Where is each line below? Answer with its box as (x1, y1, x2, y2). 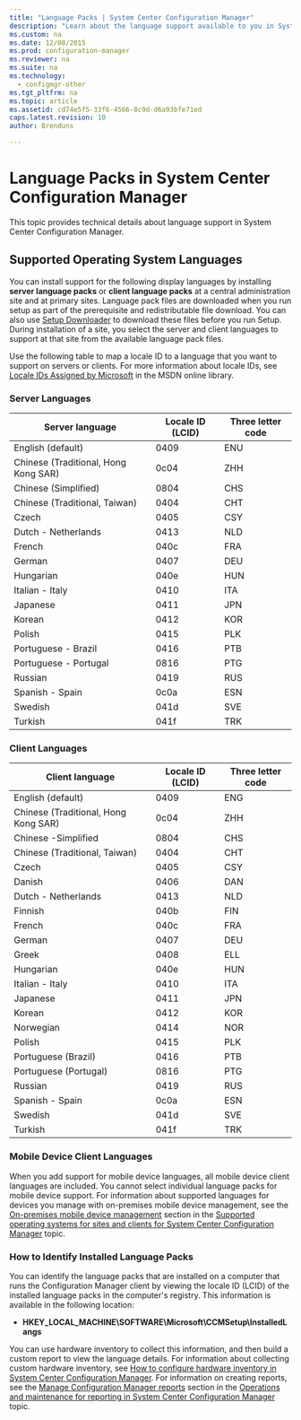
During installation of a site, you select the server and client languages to (9, 324, 279, 335)
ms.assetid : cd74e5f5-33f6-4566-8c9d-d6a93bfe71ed (9, 105, 202, 114)
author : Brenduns (9, 122, 74, 131)
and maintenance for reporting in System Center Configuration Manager (9, 1391, 276, 1402)
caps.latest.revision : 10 (9, 113, 106, 122)
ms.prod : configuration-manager (9, 47, 130, 56)
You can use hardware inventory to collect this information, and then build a (9, 1343, 288, 1355)
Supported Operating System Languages (9, 252, 243, 267)
